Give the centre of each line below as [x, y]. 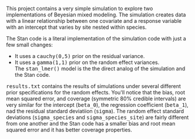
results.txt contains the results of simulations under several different [93, 86]
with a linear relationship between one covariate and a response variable [94, 21]
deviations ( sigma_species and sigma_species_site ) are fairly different [97, 117]
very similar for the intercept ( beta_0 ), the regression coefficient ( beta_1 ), [97, 105]
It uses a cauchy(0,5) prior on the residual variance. [80, 56]
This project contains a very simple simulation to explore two [80, 9]
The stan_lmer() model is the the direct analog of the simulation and [100, 69]
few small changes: [29, 45]
